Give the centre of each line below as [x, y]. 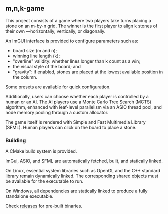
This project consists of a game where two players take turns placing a [78, 20]
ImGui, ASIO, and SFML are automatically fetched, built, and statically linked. [84, 161]
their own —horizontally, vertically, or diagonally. [55, 31]
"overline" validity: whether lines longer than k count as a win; [76, 61]
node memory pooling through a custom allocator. [57, 112]
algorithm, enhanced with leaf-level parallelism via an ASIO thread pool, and [83, 107]
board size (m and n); [35, 50]
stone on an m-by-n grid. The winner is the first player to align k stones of [81, 26]
